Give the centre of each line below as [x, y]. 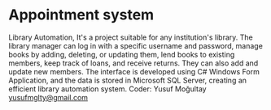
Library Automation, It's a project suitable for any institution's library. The [131, 37]
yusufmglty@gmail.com [48, 97]
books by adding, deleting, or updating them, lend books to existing [122, 54]
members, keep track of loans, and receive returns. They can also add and [133, 63]
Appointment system [81, 15]
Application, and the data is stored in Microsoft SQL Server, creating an [127, 80]
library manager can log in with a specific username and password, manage [135, 45]
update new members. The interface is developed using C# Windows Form [134, 71]
